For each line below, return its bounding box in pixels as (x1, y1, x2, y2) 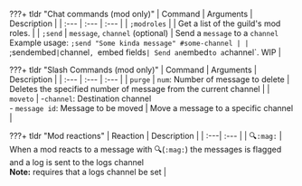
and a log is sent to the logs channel (9, 157, 145, 167)
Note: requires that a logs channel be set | (9, 167, 167, 177)
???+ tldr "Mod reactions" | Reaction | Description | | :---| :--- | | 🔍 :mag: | (9, 131, 282, 141)
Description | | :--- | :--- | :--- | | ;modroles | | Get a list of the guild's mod (9, 18, 281, 29)
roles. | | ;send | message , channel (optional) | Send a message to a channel (9, 28, 278, 38)
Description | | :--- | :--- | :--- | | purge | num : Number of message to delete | (9, 74, 290, 85)
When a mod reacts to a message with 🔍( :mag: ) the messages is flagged (9, 144, 282, 154)
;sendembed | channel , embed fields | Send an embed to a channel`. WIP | (9, 47, 282, 58)
